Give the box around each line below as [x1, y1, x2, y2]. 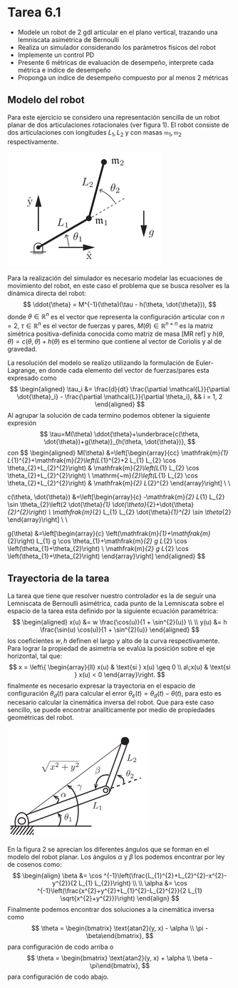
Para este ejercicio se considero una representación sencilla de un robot [7, 113, 220, 121]
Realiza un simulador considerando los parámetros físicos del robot [17, 43, 216, 51]
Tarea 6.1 [7, 4, 61, 21]
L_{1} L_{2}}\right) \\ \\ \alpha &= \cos [78, 878, 187, 887]
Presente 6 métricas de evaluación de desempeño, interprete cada [17, 58, 214, 66]
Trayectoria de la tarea [7, 572, 110, 585]
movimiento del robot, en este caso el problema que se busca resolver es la [7, 281, 230, 289]
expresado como [7, 374, 57, 382]
